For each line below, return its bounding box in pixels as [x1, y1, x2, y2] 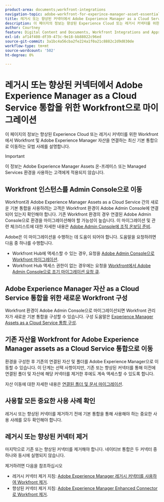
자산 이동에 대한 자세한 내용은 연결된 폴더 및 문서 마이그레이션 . [5, 381, 123, 387]
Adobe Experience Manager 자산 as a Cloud [5, 284, 139, 293]
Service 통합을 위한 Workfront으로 [5, 102, 141, 113]
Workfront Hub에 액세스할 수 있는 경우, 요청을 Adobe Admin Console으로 [12, 250, 155, 257]
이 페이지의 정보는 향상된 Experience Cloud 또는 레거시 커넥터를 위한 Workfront [5, 131, 159, 137]
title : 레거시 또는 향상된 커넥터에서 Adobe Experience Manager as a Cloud [5, 16, 149, 21]
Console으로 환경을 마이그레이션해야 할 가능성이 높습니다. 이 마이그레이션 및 [5, 218, 151, 223]
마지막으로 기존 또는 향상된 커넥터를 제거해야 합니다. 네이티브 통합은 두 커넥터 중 [5, 446, 158, 452]
